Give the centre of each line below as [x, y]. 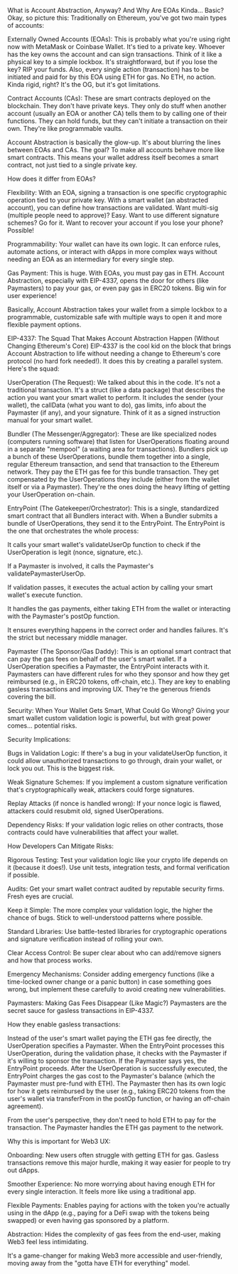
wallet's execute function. [45, 595]
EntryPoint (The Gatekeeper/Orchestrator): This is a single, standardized [113, 508]
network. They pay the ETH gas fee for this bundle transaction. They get [113, 472]
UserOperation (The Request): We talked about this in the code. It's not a [114, 382]
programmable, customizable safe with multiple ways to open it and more [115, 317]
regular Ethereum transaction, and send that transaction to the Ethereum [113, 464]
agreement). [26, 1106]
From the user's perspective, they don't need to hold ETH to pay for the [112, 1120]
